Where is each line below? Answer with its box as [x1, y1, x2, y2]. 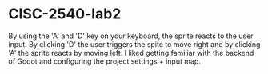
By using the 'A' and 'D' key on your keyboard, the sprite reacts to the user [8, 31, 254, 41]
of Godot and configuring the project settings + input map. [8, 56, 202, 66]
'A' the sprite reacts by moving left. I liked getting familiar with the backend [8, 48, 254, 57]
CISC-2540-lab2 [8, 5, 122, 23]
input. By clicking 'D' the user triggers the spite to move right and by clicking [8, 39, 261, 49]
